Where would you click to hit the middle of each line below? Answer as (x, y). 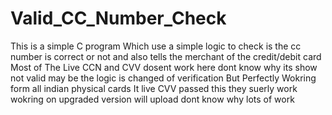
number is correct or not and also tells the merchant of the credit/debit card (166, 56)
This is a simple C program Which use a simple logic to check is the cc (156, 46)
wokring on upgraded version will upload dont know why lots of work (152, 99)
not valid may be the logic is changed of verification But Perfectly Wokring (163, 78)
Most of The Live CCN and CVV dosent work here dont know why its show (164, 67)
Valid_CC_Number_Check (118, 18)
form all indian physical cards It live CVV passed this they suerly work (154, 88)
